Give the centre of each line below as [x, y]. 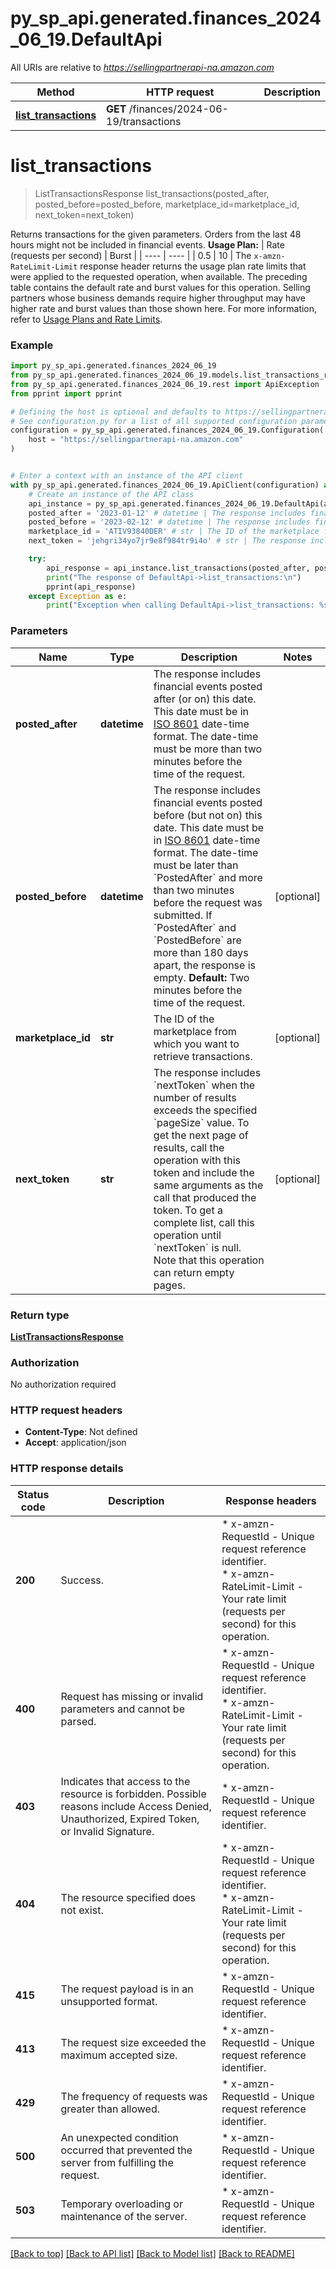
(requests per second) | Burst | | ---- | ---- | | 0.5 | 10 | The [131, 255]
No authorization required [63, 1384]
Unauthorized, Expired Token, [130, 1819]
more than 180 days [201, 952]
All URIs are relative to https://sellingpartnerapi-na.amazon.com [142, 67]
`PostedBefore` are [197, 940]
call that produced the [205, 1197]
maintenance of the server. [124, 2216]
